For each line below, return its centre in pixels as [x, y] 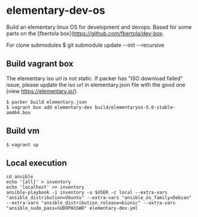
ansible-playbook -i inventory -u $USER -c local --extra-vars [87, 192]
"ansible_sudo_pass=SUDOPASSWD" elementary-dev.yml [72, 208]
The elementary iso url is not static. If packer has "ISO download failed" [94, 78]
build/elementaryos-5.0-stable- [135, 107]
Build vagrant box [40, 64]
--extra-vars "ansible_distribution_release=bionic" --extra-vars [91, 203]
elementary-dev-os [56, 10]
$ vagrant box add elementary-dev [49, 107]
